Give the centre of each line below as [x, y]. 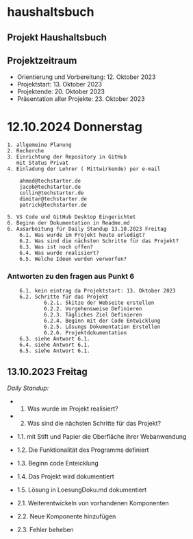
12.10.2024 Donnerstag [75, 127]
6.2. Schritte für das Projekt [64, 297]
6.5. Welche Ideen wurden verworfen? [73, 259]
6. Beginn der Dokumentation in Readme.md [68, 223]
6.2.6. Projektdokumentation [85, 333]
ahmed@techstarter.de [50, 181]
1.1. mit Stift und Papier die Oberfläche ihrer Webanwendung [102, 437]
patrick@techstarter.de [53, 205]
